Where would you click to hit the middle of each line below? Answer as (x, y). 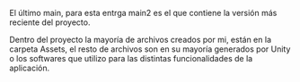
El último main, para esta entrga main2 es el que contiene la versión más (143, 13)
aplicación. (30, 68)
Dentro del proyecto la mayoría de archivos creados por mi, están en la (141, 40)
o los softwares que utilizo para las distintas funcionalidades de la (131, 58)
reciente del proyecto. (50, 22)
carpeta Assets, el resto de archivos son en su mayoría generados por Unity (150, 49)
